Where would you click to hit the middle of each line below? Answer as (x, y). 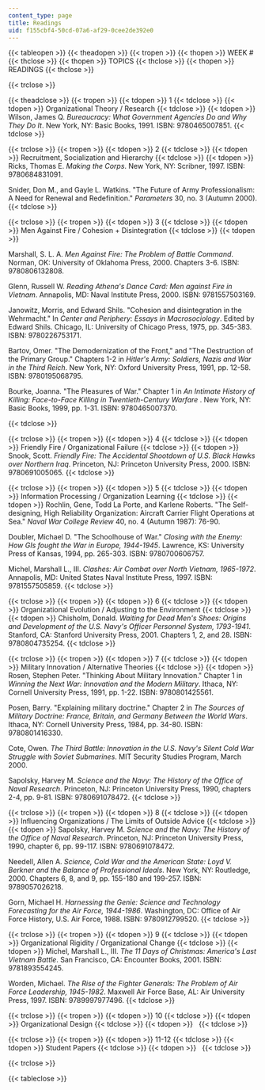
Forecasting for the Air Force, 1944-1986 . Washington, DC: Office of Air (125, 911)
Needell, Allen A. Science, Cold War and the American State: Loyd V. (120, 862)
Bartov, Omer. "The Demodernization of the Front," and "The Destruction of (131, 351)
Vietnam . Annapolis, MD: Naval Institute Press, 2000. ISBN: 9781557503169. (132, 295)
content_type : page (40, 15)
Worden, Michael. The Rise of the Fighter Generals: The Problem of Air (123, 984)
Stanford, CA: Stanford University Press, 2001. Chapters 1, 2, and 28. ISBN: (130, 635)
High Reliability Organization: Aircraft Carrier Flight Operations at (149, 513)
